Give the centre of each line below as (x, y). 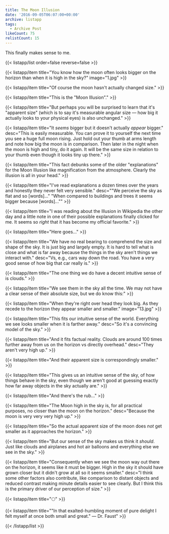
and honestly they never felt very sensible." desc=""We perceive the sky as (84, 190)
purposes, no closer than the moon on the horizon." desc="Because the (80, 411)
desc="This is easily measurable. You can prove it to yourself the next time (83, 133)
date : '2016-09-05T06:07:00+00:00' (43, 15)
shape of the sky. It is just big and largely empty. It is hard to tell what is (79, 247)
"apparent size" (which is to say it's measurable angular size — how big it (81, 113)
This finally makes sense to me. (38, 52)
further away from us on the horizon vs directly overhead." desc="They (79, 344)
